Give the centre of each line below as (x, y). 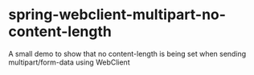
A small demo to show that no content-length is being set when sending (127, 53)
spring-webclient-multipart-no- (117, 15)
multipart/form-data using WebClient (69, 62)
